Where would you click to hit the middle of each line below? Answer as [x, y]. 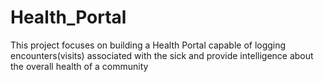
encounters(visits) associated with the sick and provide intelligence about [162, 55]
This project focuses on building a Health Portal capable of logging [148, 45]
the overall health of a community [79, 66]
